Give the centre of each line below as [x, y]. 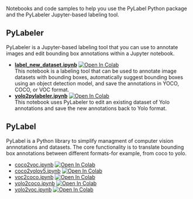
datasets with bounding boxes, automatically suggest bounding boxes [99, 77]
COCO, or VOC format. [42, 90]
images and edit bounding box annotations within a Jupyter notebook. [90, 53]
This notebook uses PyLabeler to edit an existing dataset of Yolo [92, 102]
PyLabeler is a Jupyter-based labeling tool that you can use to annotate [92, 47]
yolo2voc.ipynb [33, 189]
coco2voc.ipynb [34, 164]
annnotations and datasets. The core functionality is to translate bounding [95, 147]
